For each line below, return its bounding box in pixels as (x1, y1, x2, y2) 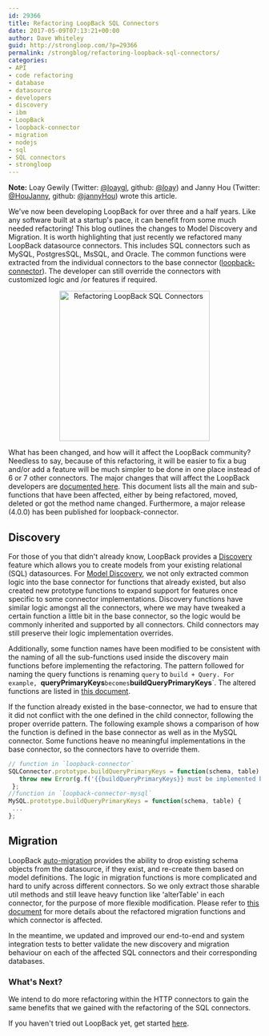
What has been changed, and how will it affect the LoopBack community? (8, 448, 251, 458)
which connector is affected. (8, 915, 102, 925)
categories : (8, 57, 48, 65)
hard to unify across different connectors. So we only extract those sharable (8, 881, 260, 890)
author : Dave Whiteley (8, 34, 84, 42)
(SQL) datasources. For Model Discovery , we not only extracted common (8, 568, 249, 578)
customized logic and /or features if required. (8, 275, 158, 284)
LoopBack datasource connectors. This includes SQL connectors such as (8, 241, 251, 251)
